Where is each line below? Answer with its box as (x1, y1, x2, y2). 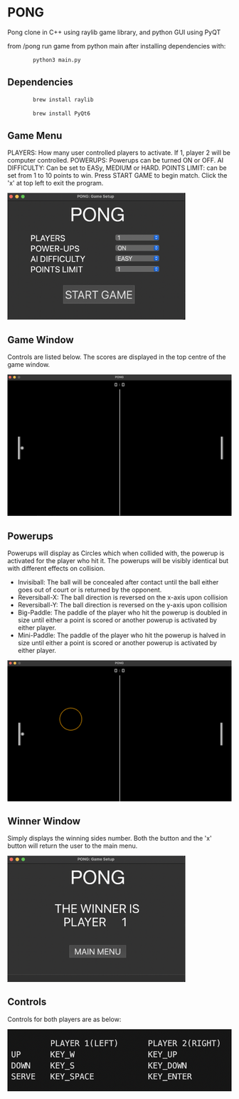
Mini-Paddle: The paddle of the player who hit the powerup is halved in (17, 631, 226, 639)
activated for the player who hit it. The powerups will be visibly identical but (7, 557, 229, 565)
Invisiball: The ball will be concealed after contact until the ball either (17, 578, 219, 587)
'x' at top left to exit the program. (7, 179, 104, 188)
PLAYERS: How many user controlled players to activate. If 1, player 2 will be (7, 148, 231, 157)
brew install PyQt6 (33, 110, 91, 117)
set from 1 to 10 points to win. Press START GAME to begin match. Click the (7, 171, 228, 180)
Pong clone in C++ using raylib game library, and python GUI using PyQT (7, 28, 221, 36)
